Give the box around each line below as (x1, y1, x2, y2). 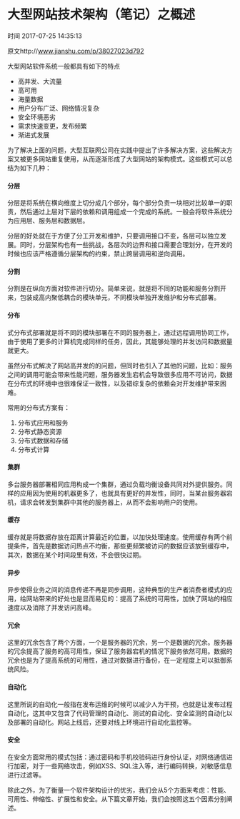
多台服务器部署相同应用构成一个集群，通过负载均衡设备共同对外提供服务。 (7, 480, 226, 488)
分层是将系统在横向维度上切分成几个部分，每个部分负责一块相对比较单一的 (7, 199, 226, 207)
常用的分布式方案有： (7, 403, 70, 411)
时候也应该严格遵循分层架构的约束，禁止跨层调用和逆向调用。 (7, 249, 189, 258)
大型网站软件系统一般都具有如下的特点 (7, 61, 120, 70)
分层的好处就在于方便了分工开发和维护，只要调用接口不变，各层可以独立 (7, 231, 220, 240)
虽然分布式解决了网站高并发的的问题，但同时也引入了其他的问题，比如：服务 (7, 361, 233, 370)
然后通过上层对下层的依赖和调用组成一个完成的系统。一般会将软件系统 (19, 208, 226, 216)
